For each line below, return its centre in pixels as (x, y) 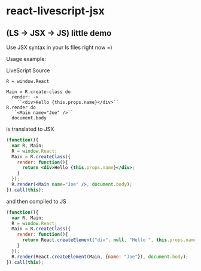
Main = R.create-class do (38, 92)
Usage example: (26, 59)
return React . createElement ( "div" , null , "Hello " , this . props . (104, 240)
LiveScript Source (28, 70)
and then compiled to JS (36, 201)
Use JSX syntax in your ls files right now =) (59, 47)
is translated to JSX (30, 129)
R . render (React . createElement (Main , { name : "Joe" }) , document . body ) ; (100, 257)
